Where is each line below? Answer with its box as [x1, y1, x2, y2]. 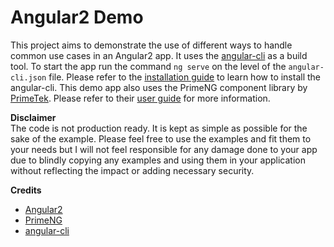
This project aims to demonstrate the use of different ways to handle [10, 39, 293, 51]
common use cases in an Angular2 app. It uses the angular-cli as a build [10, 49, 308, 61]
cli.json [10, 72, 47, 83]
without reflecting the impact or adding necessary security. [10, 164, 255, 176]
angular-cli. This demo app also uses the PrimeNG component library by [10, 81, 308, 93]
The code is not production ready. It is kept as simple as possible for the [10, 122, 308, 134]
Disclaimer [10, 111, 57, 123]
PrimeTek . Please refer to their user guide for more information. [10, 92, 271, 104]
